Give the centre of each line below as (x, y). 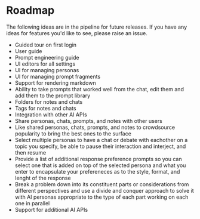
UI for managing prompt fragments (58, 76)
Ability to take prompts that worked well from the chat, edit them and (99, 89)
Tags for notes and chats (45, 108)
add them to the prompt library (53, 95)
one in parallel (32, 203)
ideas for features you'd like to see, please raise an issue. (77, 33)
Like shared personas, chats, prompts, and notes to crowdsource (95, 127)
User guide (28, 51)
